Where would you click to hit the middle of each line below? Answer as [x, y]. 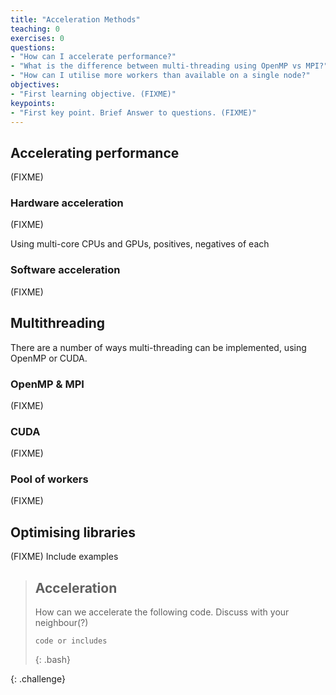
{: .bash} [52, 660]
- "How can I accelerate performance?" [93, 57]
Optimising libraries [73, 532]
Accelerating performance [95, 152]
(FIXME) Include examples [64, 557]
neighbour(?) [61, 623]
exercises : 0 [37, 38]
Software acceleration [65, 270]
